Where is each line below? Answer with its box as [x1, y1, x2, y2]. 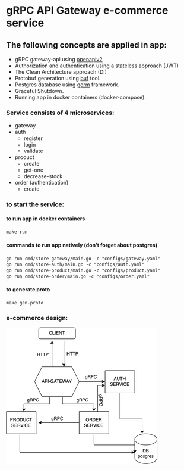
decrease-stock [23, 173, 63, 180]
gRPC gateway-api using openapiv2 [14, 56, 103, 63]
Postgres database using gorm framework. [14, 81, 120, 88]
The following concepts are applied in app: [6, 40, 167, 50]
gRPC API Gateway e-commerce [6, 4, 169, 17]
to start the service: [6, 200, 65, 208]
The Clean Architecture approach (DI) [14, 69, 107, 75]
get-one [23, 166, 43, 173]
